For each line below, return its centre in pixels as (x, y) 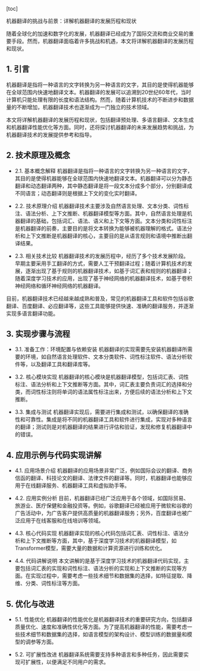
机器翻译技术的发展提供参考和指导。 (51, 134)
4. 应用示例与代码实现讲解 (54, 455)
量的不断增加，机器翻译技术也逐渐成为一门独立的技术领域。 (79, 107)
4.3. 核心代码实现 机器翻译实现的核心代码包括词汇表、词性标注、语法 (99, 533)
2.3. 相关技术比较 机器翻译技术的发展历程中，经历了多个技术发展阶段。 (102, 256)
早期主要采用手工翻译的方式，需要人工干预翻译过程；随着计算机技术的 (101, 263)
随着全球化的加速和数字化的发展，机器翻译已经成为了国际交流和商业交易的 (97, 33)
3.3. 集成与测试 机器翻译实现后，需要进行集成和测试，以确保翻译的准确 (102, 412)
